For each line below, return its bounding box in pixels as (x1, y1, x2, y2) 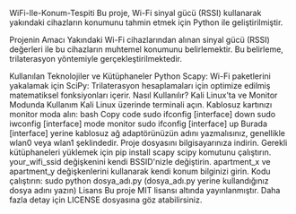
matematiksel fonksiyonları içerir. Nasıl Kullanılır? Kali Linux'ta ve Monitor (9, 90, 278, 100)
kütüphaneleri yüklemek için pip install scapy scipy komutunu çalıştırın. (9, 147, 272, 158)
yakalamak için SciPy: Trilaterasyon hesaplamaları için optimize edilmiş (9, 81, 271, 90)
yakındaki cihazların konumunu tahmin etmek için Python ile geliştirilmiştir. (9, 17, 283, 28)
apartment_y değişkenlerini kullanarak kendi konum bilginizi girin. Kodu (9, 166, 271, 176)
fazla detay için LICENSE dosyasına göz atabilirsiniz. (9, 194, 203, 205)
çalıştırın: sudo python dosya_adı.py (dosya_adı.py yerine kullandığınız (9, 175, 269, 186)
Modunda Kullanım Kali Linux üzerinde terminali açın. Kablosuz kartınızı (9, 99, 273, 110)
